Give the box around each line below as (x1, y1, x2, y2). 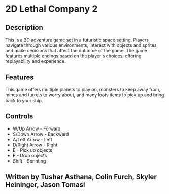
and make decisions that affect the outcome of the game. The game (5, 48, 147, 53)
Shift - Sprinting (12, 158, 46, 164)
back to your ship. (5, 97, 43, 103)
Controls (5, 112, 33, 121)
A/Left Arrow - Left (12, 136, 52, 142)
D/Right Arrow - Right (12, 142, 58, 148)
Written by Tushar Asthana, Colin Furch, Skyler (5, 173, 157, 181)
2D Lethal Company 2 (5, 3, 98, 15)
